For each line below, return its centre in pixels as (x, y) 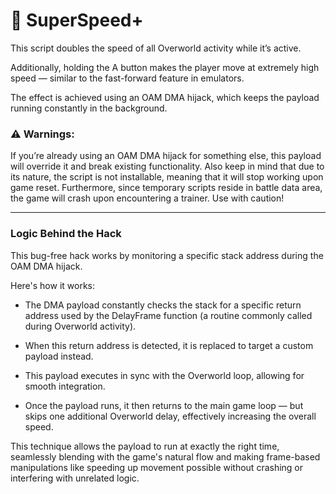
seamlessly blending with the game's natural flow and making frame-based (165, 456)
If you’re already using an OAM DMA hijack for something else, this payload (166, 156)
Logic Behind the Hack (66, 234)
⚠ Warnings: (42, 134)
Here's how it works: (53, 285)
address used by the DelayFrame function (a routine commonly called (168, 315)
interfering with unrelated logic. (75, 478)
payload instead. (59, 356)
